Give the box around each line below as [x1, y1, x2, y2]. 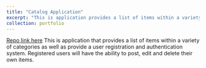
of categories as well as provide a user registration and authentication [6, 43, 183, 50]
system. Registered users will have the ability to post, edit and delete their [6, 50, 193, 57]
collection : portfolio [6, 20, 64, 26]
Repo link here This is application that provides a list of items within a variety [6, 37, 200, 44]
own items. [6, 56, 34, 64]
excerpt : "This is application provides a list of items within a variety [6, 15, 202, 21]
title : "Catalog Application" [6, 8, 84, 15]
